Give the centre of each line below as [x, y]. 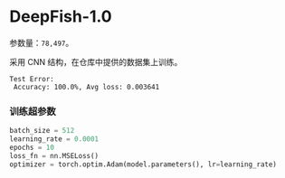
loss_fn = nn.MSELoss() [54, 155]
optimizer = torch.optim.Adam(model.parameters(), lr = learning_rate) [143, 164]
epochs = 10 [32, 147]
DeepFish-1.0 [61, 17]
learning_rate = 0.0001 [54, 139]
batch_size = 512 [42, 131]
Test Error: [32, 79]
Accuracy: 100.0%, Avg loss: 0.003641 [86, 87]
